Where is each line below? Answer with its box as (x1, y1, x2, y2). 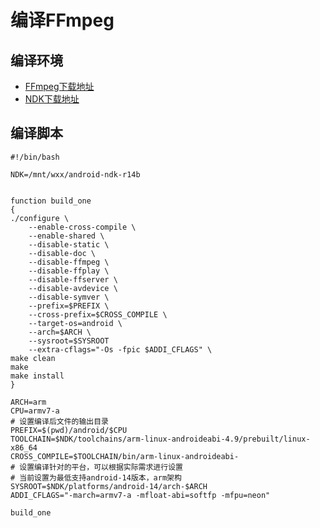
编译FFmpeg (10, 9, 115, 32)
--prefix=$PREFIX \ (28, 301, 110, 311)
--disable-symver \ (28, 292, 110, 302)
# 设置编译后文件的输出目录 (10, 416, 110, 426)
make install (10, 371, 65, 381)
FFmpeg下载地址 (24, 81, 95, 92)
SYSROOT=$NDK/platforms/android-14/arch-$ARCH (10, 481, 208, 491)
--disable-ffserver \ (28, 274, 118, 285)
